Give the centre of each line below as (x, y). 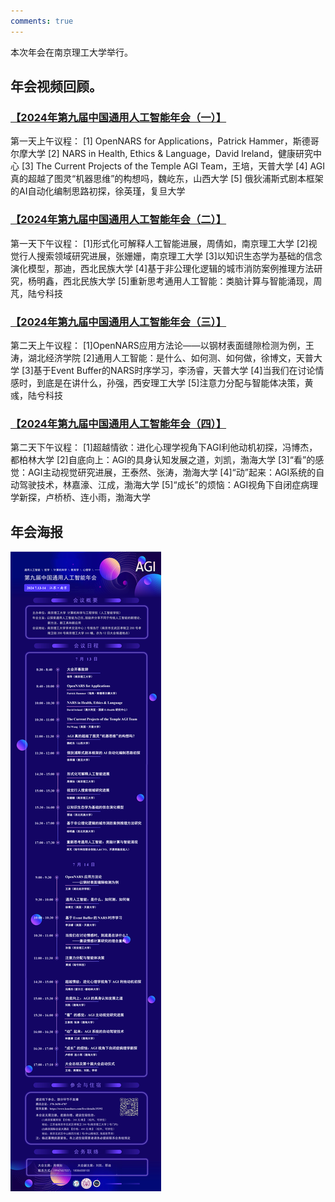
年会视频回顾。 (56, 86)
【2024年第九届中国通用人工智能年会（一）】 (118, 117)
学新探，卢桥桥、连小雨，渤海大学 (80, 497)
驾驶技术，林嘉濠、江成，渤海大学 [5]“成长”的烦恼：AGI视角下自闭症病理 (168, 485)
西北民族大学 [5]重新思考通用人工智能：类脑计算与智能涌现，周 (192, 281)
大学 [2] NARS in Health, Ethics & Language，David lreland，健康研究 (170, 154)
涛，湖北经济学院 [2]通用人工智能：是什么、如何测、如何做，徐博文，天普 (162, 357)
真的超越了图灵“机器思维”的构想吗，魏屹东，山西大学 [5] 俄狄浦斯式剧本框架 (167, 179)
